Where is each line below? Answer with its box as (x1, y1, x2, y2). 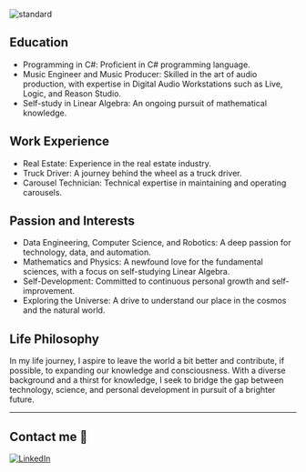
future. (9, 394, 35, 405)
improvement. (22, 286, 76, 296)
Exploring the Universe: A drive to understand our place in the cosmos (22, 296, 287, 306)
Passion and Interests (9, 214, 135, 229)
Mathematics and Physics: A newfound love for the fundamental (22, 256, 264, 267)
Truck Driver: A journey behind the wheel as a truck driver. (22, 167, 243, 178)
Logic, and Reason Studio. (22, 87, 121, 99)
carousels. (22, 186, 62, 197)
